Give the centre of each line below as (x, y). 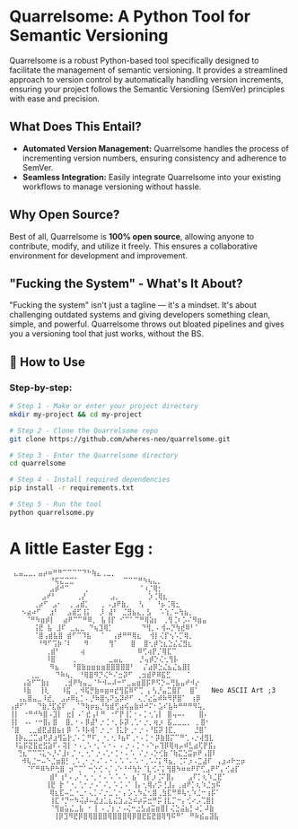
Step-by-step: (41, 388)
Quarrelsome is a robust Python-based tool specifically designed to (134, 60)
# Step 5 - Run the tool (56, 504)
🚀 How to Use (47, 362)
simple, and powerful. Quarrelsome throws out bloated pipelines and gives (147, 324)
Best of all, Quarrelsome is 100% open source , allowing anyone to (131, 236)
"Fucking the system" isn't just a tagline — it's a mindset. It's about (133, 305)
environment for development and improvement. (99, 255)
